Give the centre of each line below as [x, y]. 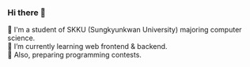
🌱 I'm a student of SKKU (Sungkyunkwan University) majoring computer [125, 30]
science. [21, 38]
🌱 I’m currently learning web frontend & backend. [87, 47]
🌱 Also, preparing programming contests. [74, 55]
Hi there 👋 [27, 13]
